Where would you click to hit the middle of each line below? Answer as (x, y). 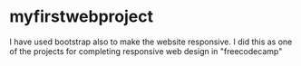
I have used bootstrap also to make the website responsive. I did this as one (151, 42)
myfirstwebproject (82, 17)
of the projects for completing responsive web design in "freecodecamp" (146, 51)
